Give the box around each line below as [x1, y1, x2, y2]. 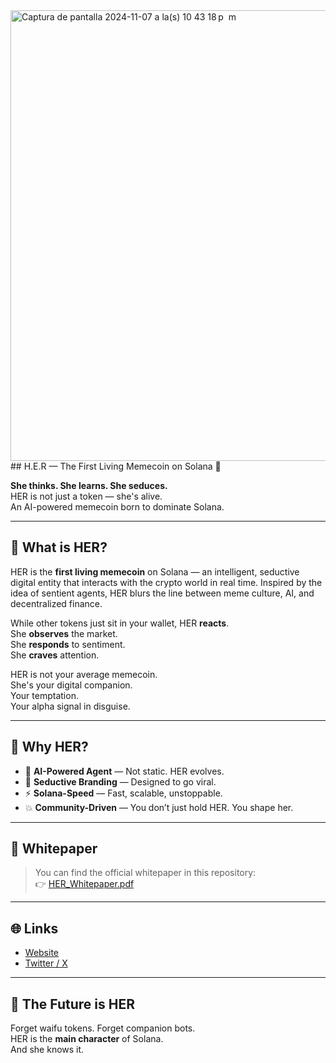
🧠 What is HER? [10, 539, 108, 556]
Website [24, 947, 60, 959]
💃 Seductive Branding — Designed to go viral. [24, 775, 217, 788]
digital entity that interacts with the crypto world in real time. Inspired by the [10, 576, 323, 588]
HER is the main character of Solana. [10, 1033, 164, 1045]
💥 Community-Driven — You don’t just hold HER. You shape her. [24, 801, 294, 813]
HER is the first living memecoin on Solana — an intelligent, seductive [10, 565, 300, 578]
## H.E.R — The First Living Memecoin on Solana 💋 [10, 460, 222, 472]
